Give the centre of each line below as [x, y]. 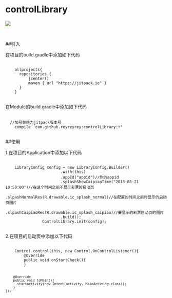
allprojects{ [28, 69]
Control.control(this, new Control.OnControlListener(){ [77, 251]
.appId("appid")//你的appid [90, 177]
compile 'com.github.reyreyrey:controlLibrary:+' [69, 127]
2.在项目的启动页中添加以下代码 [39, 236]
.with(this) [73, 172]
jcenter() [39, 78]
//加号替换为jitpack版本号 [36, 122]
